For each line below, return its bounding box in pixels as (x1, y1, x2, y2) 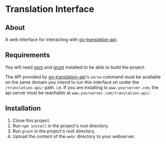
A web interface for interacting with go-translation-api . (5, 36, 118, 42)
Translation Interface (5, 3, 94, 15)
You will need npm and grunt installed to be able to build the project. (5, 64, 146, 70)
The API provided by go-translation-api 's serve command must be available (5, 74, 161, 80)
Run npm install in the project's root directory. (12, 123, 109, 129)
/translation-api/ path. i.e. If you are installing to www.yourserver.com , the (5, 84, 158, 90)
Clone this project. (12, 117, 50, 123)
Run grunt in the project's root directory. (12, 128, 96, 134)
